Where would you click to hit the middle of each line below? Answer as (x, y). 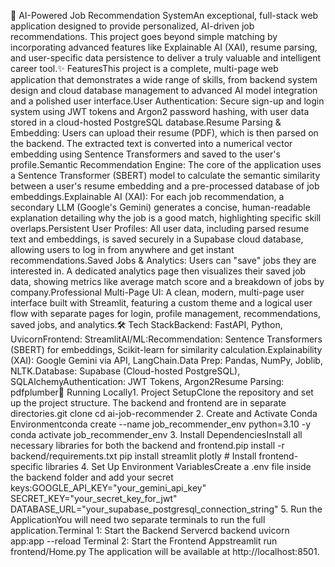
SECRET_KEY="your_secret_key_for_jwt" (94, 498)
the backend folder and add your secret (92, 477)
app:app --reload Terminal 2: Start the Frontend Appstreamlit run (144, 541)
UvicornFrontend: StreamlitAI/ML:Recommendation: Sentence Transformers (166, 339)
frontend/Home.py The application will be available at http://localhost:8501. (165, 551)
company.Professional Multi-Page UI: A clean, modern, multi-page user (157, 292)
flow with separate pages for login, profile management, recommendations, (165, 313)
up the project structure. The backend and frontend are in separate (148, 403)
